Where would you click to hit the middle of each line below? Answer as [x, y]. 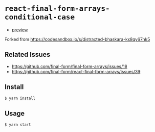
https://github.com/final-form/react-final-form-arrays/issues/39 [76, 71]
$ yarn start [18, 125]
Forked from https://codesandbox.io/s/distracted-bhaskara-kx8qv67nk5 [77, 39]
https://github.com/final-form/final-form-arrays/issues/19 [69, 66]
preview [20, 30]
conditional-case [40, 17]
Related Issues [27, 55]
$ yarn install [20, 98]
